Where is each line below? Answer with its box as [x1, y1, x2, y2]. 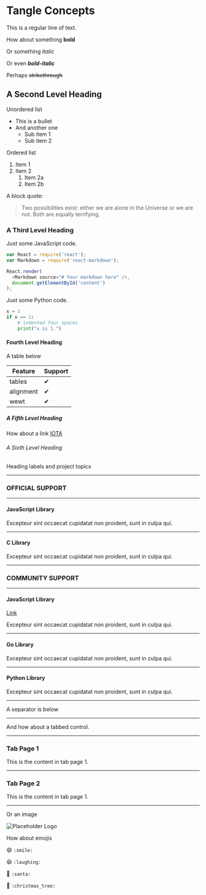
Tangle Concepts [6, 4, 95, 18]
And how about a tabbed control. [6, 723, 90, 730]
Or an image [6, 810, 38, 818]
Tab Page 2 [6, 779, 40, 788]
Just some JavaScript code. [6, 240, 77, 247]
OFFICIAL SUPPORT [6, 484, 67, 492]
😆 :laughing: [6, 858, 42, 866]
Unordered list [6, 105, 43, 113]
